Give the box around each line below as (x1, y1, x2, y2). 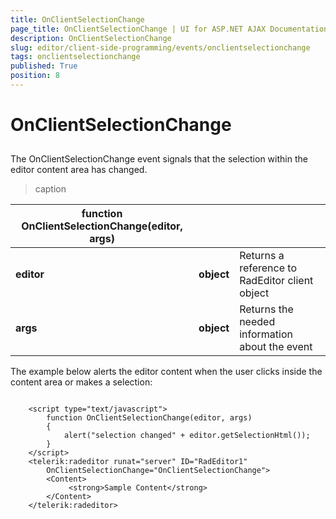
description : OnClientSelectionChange (10, 33, 172, 43)
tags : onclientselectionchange (10, 52, 141, 62)
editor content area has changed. (10, 164, 148, 176)
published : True (10, 61, 78, 71)
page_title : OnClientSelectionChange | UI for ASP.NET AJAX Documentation (10, 24, 329, 34)
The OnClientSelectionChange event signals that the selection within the (10, 153, 308, 165)
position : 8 (10, 71, 60, 81)
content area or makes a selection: (10, 376, 153, 388)
